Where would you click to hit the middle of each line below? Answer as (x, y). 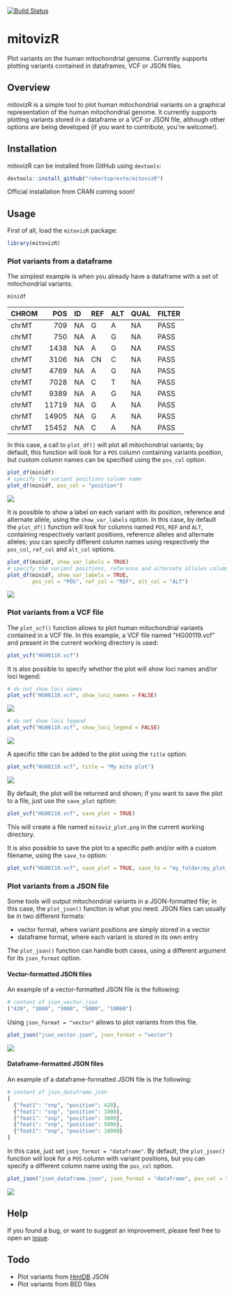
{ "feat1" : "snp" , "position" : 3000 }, (68, 1118)
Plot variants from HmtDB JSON (63, 1277)
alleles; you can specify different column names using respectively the (108, 541)
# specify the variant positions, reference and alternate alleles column (118, 568)
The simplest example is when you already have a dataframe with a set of (113, 277)
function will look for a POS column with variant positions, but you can (106, 1158)
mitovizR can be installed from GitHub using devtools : (84, 166)
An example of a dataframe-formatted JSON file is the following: (100, 1079)
